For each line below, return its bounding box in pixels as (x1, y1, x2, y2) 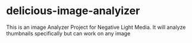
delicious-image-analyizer (6, 4, 140, 18)
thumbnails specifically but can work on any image (6, 29, 131, 37)
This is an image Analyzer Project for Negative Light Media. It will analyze (6, 24, 186, 31)
